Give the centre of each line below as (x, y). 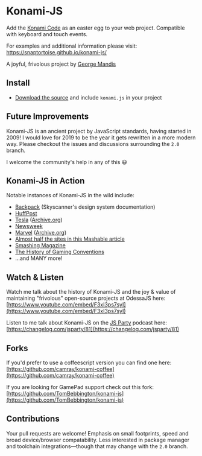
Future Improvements (48, 117)
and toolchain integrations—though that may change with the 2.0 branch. (97, 446)
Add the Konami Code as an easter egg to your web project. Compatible (96, 28)
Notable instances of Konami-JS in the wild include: (70, 195)
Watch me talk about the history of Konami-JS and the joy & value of (91, 292)
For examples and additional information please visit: (72, 46)
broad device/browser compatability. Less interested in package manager (98, 440)
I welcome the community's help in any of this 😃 (67, 162)
